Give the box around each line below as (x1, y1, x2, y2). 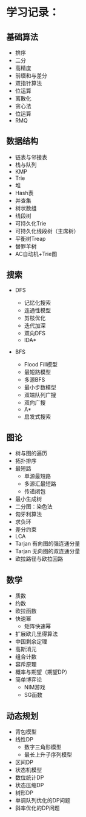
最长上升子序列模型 (24, 751, 73, 758)
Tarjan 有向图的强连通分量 (15, 540, 81, 548)
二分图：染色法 (15, 503, 53, 510)
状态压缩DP (15, 782, 44, 789)
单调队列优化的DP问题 (15, 797, 71, 804)
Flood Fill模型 (24, 360, 58, 368)
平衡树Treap (15, 235, 46, 242)
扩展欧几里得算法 (15, 630, 58, 638)
